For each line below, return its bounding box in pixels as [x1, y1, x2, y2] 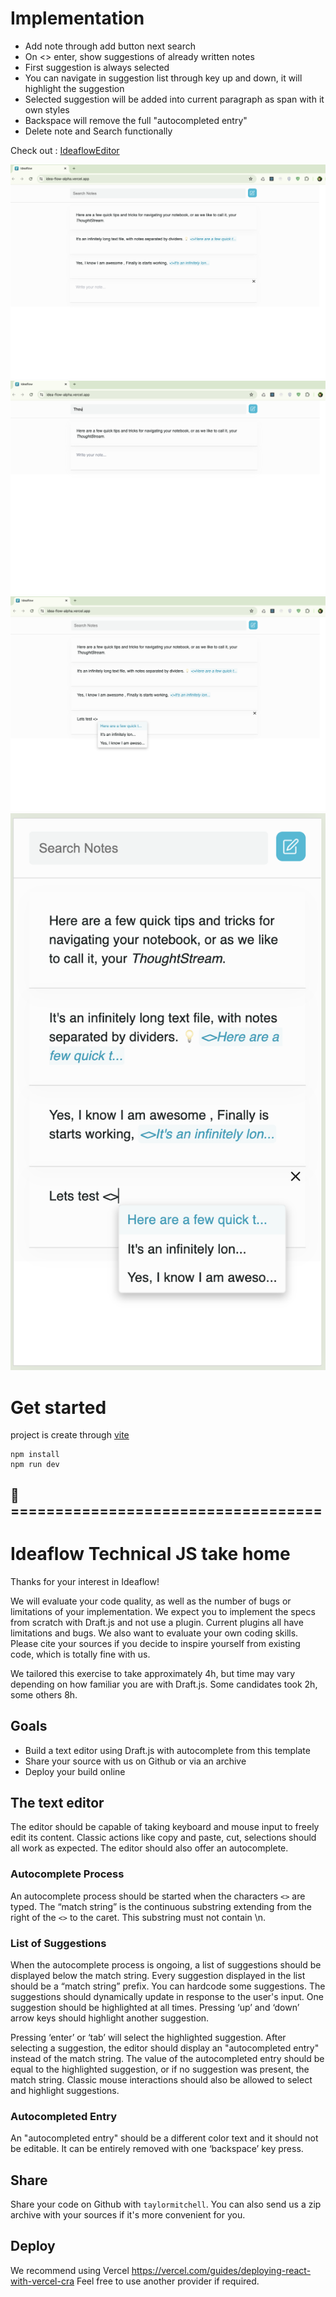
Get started [10, 1396, 107, 1419]
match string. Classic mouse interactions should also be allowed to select [10, 2073, 313, 2086]
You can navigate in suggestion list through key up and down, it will [24, 72, 303, 84]
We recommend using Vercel [10, 2264, 130, 2276]
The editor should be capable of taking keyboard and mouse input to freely [10, 1821, 320, 1833]
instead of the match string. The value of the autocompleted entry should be [10, 2052, 325, 2064]
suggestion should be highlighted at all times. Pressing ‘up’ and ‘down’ [10, 2001, 300, 2013]
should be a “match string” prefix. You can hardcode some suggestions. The [10, 1980, 326, 1992]
